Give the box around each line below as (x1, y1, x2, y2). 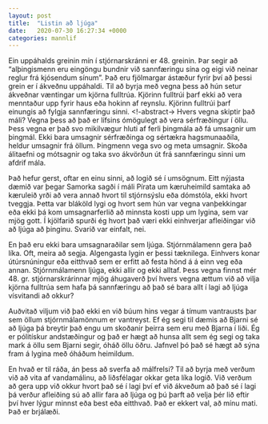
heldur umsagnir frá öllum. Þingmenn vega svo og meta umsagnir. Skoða (8, 141, 248, 150)
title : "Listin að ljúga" (8, 19, 98, 27)
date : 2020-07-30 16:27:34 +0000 (8, 26, 127, 34)
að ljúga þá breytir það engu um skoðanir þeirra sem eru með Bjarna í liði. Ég (8, 323, 260, 333)
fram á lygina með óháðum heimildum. (8, 349, 134, 358)
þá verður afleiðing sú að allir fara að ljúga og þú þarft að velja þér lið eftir (8, 390, 250, 400)
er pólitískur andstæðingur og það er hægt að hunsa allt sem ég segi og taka (8, 332, 260, 342)
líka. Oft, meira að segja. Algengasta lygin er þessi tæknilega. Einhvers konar (8, 249, 260, 258)
